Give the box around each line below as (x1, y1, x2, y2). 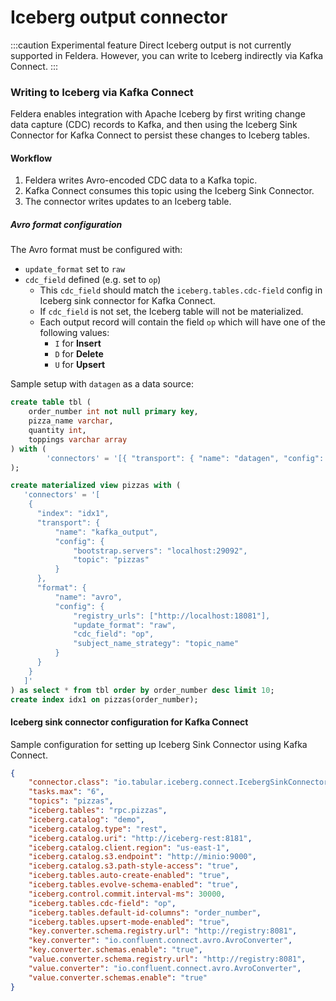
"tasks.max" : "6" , (28, 787, 105, 797)
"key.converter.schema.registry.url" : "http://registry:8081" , (28, 926, 298, 936)
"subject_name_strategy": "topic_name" (73, 639, 240, 649)
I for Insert (54, 337, 102, 350)
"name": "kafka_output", (54, 527, 159, 537)
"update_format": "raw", (73, 620, 177, 630)
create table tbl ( (10, 397, 92, 408)
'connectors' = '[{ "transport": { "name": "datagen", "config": (46, 453, 325, 463)
